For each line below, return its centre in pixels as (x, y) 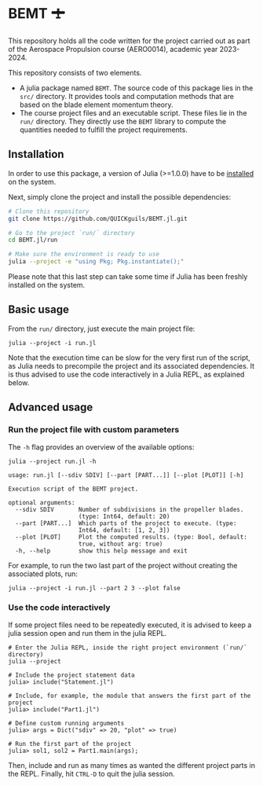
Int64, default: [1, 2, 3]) (124, 530)
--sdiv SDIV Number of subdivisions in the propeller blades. (130, 509)
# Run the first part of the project (70, 744)
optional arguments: (42, 502)
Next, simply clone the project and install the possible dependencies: (120, 196)
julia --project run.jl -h (52, 461)
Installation (36, 154)
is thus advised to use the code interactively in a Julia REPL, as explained (126, 374)
